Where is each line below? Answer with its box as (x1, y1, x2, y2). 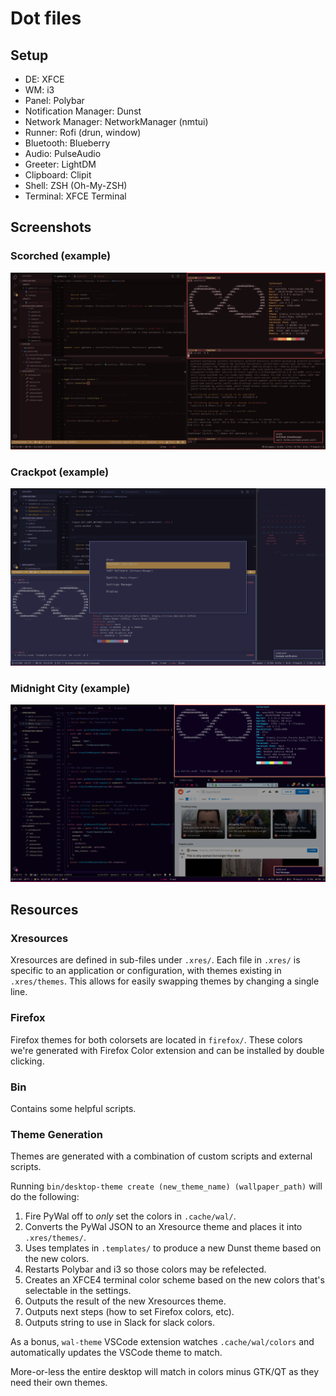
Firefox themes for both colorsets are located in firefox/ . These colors (10, 1033, 303, 1046)
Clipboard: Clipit (24, 169, 92, 181)
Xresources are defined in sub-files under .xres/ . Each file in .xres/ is (10, 954, 301, 966)
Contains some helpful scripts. (10, 1103, 137, 1115)
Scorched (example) (10, 249, 112, 263)
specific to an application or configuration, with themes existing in (10, 965, 282, 977)
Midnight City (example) (10, 681, 131, 695)
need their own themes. (10, 1377, 108, 1389)
